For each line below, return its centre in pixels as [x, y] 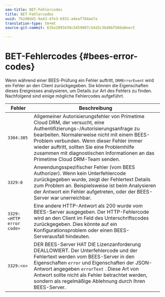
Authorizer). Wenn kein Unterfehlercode [80, 173]
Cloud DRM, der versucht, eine [69, 123]
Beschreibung [96, 108]
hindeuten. [78, 237]
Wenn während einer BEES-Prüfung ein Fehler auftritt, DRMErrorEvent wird [80, 80]
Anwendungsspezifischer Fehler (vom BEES [84, 167]
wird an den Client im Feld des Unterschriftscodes [91, 218]
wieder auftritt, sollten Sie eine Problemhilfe [84, 147]
